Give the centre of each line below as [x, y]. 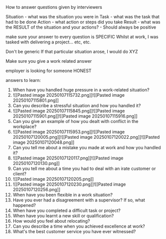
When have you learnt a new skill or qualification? [63, 216]
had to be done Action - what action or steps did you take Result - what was [83, 22]
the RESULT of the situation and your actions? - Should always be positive [81, 27]
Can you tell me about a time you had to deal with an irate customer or [84, 168]
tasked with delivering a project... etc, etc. [48, 42]
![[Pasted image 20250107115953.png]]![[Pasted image [69, 132]
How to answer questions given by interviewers [54, 7]
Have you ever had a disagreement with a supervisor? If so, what [79, 200]
